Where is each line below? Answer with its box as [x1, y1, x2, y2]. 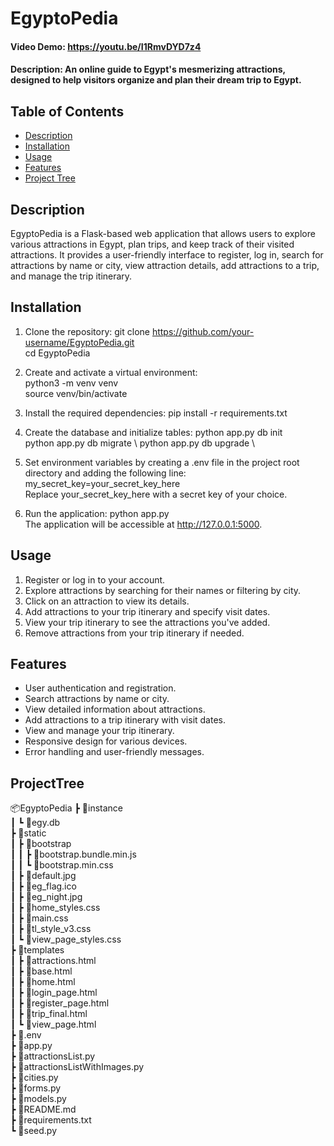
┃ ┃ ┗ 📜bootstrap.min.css [10, 859, 114, 871]
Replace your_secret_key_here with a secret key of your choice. [24, 488, 288, 500]
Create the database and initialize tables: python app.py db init [24, 426, 283, 438]
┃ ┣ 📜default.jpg [10, 870, 77, 882]
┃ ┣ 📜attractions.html [10, 955, 97, 967]
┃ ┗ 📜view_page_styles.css [10, 933, 122, 946]
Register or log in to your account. [24, 573, 166, 586]
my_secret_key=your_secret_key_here [24, 477, 181, 489]
